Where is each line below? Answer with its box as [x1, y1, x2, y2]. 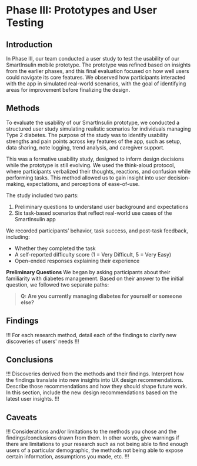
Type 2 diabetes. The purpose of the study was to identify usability [6, 131, 169, 138]
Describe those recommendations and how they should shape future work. [6, 383, 188, 390]
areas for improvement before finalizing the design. [6, 86, 131, 93]
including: [6, 233, 31, 240]
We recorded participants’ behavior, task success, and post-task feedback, [6, 227, 188, 234]
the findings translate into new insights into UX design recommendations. [6, 377, 183, 384]
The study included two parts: [6, 192, 79, 199]
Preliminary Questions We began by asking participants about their [6, 268, 171, 275]
